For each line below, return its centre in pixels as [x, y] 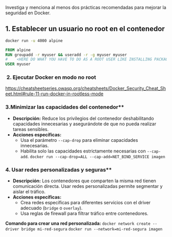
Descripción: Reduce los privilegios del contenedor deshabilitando [83, 118]
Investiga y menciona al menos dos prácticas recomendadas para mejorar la [86, 7]
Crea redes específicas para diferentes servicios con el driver [85, 203]
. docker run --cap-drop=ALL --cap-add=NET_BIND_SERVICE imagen [96, 156]
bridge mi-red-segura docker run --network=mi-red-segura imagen [92, 229]
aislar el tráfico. [29, 192]
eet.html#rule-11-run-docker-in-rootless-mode [55, 94]
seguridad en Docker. [28, 13]
